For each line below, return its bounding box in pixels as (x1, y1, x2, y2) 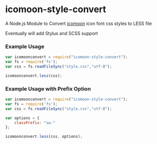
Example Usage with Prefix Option (5, 85, 91, 92)
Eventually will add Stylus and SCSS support (5, 30, 98, 36)
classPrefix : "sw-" (14, 120, 56, 125)
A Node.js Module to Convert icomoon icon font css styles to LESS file (5, 20, 152, 26)
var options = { (5, 116, 40, 121)
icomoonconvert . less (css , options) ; (5, 134, 83, 139)
